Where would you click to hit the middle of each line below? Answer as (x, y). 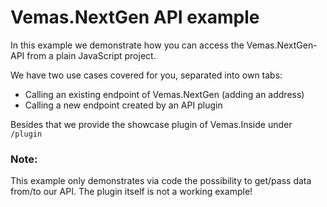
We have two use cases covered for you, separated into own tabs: (146, 75)
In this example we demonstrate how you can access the (127, 45)
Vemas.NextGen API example (135, 17)
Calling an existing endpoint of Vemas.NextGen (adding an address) (164, 94)
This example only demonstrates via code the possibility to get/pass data (161, 181)
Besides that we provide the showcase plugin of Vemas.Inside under (151, 124)
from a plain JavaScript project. (91, 55)
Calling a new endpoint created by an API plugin (123, 105)
